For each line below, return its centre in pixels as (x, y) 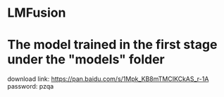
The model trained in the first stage (112, 45)
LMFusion (37, 13)
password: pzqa (31, 87)
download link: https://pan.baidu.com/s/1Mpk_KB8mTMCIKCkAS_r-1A (108, 79)
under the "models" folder (86, 60)
